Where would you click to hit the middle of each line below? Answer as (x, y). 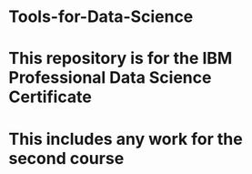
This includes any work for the (126, 139)
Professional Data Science (110, 78)
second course (66, 158)
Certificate (50, 97)
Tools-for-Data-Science (101, 17)
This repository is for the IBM (121, 59)
